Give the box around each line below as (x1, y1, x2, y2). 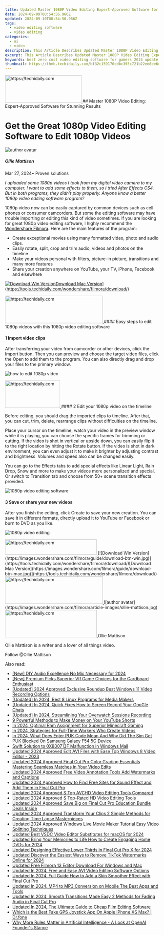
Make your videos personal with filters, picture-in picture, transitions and (12, 256, 159, 262)
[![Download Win (97, 550, 132, 556)
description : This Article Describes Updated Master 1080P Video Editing (5, 48, 159, 53)
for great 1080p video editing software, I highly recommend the (5, 221, 132, 226)
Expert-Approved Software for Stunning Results (5, 103, 101, 109)
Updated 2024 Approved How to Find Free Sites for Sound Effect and (12, 779, 152, 786)
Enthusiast (12, 681, 34, 687)
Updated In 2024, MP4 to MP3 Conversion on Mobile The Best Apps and (12, 883, 159, 889)
